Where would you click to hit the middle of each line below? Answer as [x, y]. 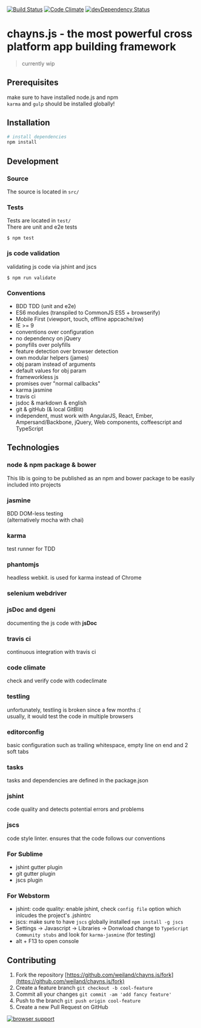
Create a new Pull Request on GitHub [62, 1007]
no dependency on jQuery [48, 338]
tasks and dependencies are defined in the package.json [78, 781]
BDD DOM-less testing [35, 513]
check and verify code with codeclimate [57, 681]
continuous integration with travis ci [51, 651]
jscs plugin [29, 880]
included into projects [34, 485]
